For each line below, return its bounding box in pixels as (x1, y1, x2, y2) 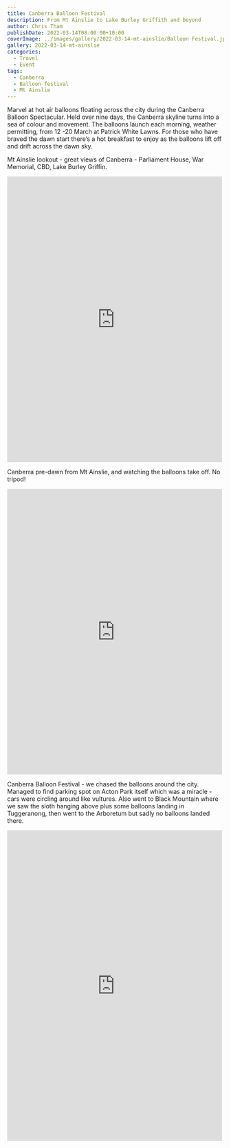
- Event (13, 61, 36, 68)
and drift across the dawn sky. (7, 142, 93, 151)
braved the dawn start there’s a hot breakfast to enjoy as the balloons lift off (7, 135, 222, 143)
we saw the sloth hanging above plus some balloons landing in (7, 802, 184, 810)
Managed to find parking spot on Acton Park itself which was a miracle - (7, 788, 212, 796)
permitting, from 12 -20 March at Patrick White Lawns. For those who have (7, 128, 219, 136)
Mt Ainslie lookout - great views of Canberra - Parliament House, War (7, 155, 204, 164)
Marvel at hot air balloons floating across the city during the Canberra (7, 106, 205, 114)
